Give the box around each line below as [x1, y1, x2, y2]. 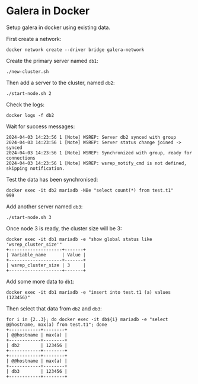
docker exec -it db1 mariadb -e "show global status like [6, 236, 152, 242]
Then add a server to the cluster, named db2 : [6, 79, 115, 86]
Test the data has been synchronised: [6, 176, 98, 183]
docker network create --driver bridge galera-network [6, 46, 145, 53]
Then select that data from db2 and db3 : [6, 304, 102, 312]
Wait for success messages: [6, 123, 75, 130]
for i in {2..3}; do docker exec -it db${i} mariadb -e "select [6, 316, 168, 322]
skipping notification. [6, 165, 65, 172]
